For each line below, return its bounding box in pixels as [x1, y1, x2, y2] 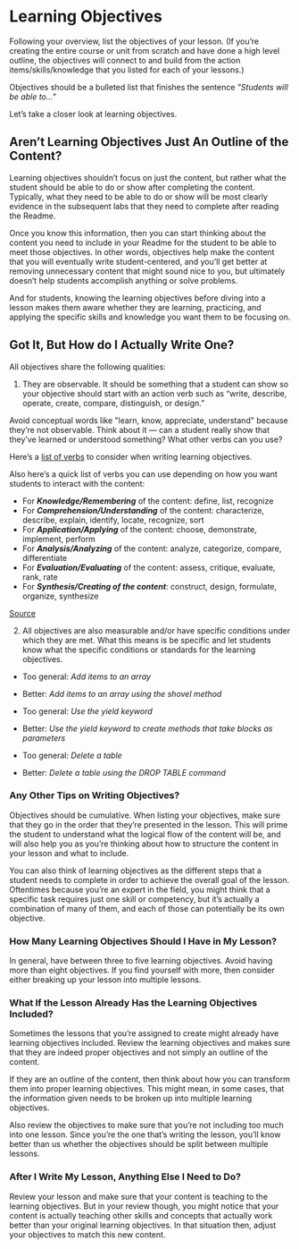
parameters [21, 732, 66, 743]
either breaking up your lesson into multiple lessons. [9, 974, 202, 985]
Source [9, 608, 36, 618]
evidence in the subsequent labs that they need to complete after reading [9, 200, 279, 211]
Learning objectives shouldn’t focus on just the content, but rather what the [9, 172, 287, 183]
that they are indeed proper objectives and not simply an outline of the [9, 1047, 269, 1058]
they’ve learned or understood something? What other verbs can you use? [9, 434, 283, 445]
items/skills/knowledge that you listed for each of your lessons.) [9, 64, 245, 75]
